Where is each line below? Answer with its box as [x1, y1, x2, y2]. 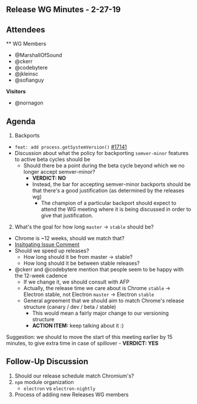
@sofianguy [14, 76, 44, 84]
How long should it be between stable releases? [23, 260, 140, 267]
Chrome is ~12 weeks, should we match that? [14, 235, 125, 242]
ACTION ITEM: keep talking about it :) [32, 322, 124, 329]
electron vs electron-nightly [23, 385, 96, 392]
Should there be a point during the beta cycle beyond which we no [23, 162, 185, 169]
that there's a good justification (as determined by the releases [32, 187, 185, 194]
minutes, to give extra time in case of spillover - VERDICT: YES [6, 340, 159, 347]
